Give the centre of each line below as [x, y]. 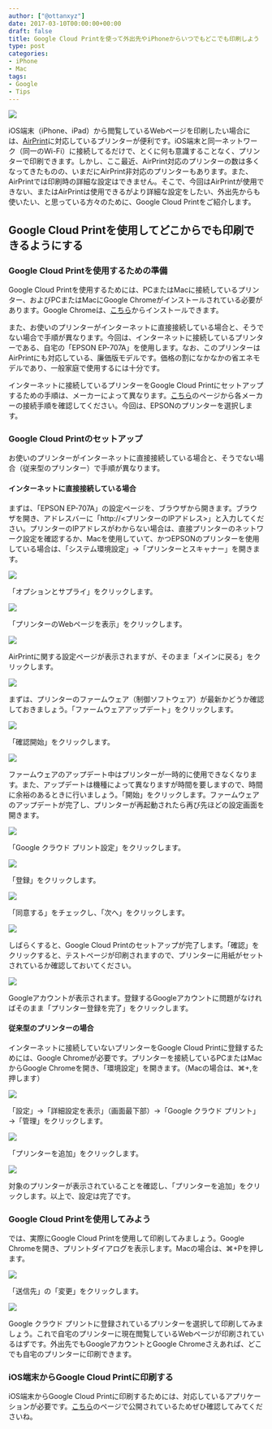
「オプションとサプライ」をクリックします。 [83, 591]
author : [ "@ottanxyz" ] [47, 16]
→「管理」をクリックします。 [58, 1121]
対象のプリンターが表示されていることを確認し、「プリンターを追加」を [127, 1186]
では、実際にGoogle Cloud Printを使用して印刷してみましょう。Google [127, 1238]
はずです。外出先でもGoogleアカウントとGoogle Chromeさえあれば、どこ [138, 1344]
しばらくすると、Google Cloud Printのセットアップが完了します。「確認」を [134, 945]
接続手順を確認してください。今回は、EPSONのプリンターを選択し [134, 406]
